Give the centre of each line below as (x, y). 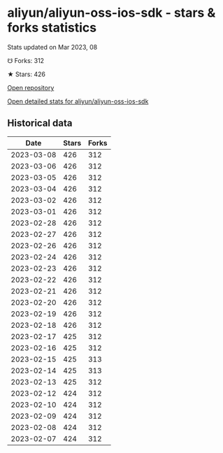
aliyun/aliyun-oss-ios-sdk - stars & (111, 13)
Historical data (40, 123)
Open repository (31, 87)
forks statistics (52, 28)
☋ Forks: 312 (26, 60)
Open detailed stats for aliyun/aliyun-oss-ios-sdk (78, 101)
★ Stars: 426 (26, 74)
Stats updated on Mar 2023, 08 (52, 47)
